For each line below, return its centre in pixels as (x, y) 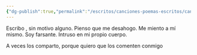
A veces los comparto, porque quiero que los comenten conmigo (84, 46)
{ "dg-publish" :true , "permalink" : (47, 11)
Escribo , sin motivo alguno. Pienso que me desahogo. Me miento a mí (91, 28)
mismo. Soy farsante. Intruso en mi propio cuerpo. (67, 34)
